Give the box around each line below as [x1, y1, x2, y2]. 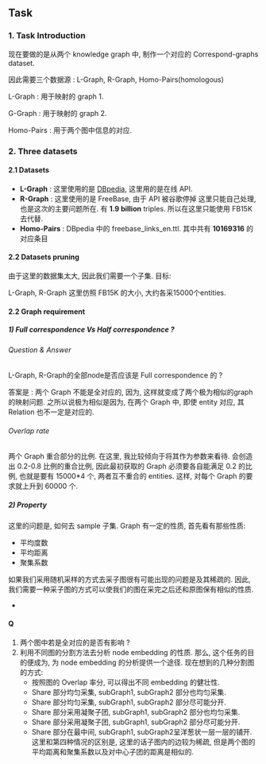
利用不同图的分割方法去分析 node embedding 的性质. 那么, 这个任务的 [19, 647, 248, 657]
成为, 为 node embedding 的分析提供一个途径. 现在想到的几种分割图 [33, 657, 255, 667]
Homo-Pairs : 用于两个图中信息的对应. [8, 125, 133, 134]
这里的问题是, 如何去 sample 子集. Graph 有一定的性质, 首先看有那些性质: [8, 521, 246, 531]
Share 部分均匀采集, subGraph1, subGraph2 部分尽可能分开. [31, 697, 226, 707]
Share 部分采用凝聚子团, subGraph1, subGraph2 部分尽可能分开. [31, 717, 241, 727]
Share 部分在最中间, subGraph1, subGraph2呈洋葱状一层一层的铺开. [31, 727, 253, 736]
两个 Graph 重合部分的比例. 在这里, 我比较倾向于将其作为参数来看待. [8, 452, 230, 461]
